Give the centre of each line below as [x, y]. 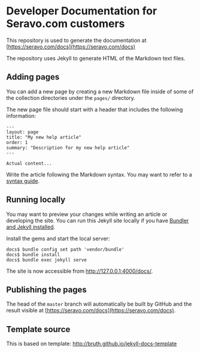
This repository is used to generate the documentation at [76, 40]
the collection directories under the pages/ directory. [71, 98]
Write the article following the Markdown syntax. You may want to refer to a [99, 174]
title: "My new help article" [44, 137]
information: [21, 115]
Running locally [36, 200]
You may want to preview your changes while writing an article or [87, 214]
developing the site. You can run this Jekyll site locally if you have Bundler [98, 220]
